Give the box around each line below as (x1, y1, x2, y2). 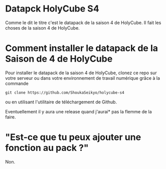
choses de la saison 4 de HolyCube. (5, 25, 80, 31)
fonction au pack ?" (5, 142, 89, 153)
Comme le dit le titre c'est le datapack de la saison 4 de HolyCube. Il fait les (5, 20, 161, 26)
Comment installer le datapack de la (5, 43, 158, 54)
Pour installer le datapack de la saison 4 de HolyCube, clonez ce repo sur (5, 70, 157, 76)
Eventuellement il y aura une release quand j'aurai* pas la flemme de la (5, 108, 152, 114)
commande (5, 80, 29, 86)
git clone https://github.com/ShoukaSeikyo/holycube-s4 (5, 90, 124, 95)
